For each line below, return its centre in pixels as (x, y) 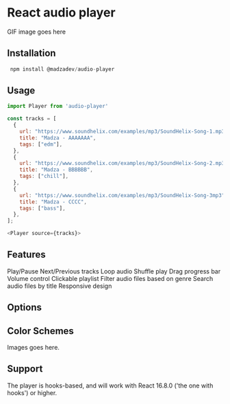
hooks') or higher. (32, 392)
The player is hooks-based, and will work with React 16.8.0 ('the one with (110, 385)
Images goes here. (34, 348)
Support (25, 369)
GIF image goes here (37, 32)
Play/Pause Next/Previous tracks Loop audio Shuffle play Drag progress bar (114, 271)
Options (25, 307)
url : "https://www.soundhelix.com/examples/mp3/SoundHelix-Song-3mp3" (122, 195)
